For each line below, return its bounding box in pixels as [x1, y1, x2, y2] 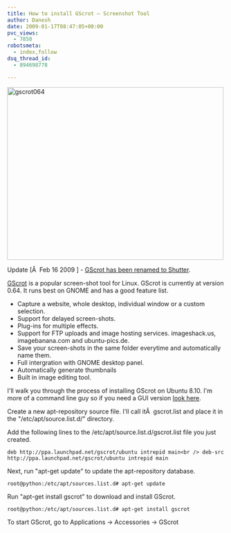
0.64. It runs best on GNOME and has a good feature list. [7, 286, 169, 294]
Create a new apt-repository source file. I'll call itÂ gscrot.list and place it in [7, 407, 223, 415]
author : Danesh [7, 17, 51, 24]
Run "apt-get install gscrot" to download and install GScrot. [7, 492, 176, 501]
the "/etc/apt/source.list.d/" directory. [7, 414, 115, 422]
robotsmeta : [7, 42, 41, 49]
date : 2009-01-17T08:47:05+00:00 [7, 23, 104, 30]
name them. [17, 350, 52, 359]
